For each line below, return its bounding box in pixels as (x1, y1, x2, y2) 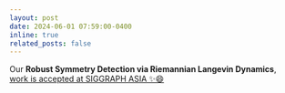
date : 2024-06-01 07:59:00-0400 (9, 22, 132, 31)
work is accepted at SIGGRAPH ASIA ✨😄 (9, 74, 165, 85)
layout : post (9, 13, 59, 23)
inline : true (9, 30, 59, 39)
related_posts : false (9, 38, 92, 48)
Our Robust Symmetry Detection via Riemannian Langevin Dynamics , (9, 64, 277, 75)
